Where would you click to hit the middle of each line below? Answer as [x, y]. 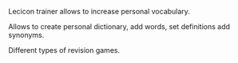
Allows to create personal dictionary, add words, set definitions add [119, 26]
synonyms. [26, 35]
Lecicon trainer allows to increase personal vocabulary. [99, 11]
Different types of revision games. [64, 50]
